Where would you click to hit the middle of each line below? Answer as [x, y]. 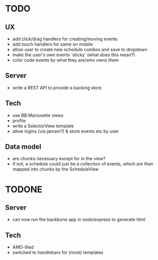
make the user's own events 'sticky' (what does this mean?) [74, 55]
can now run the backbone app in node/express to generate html [79, 220]
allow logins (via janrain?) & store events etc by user [66, 131]
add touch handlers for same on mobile [52, 44]
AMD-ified [23, 247]
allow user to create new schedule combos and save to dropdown [80, 49]
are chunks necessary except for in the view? [59, 159]
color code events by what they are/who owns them [66, 60]
